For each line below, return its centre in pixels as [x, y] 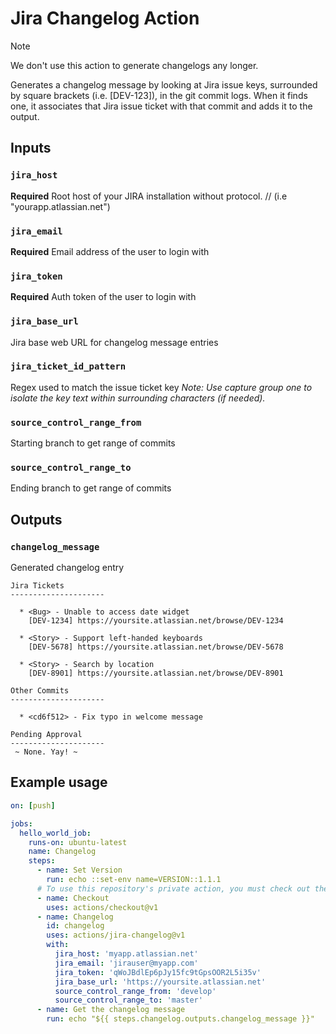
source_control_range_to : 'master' [128, 1000]
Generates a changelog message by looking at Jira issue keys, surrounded [164, 84]
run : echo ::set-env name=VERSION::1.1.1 [134, 880]
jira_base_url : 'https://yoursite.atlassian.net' [160, 982]
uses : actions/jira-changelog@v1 [116, 935]
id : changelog [75, 926]
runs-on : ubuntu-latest [78, 842]
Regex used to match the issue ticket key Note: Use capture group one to [161, 387]
